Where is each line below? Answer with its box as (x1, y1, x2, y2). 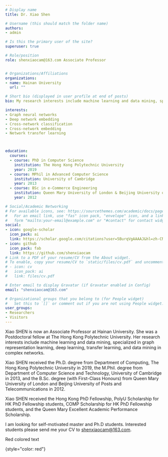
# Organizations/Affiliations (5, 71, 68, 76)
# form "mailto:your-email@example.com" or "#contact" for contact (5, 218, 153, 223)
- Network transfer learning (5, 131, 66, 136)
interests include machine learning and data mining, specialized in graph (5, 339, 154, 345)
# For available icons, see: (5, 208, 66, 214)
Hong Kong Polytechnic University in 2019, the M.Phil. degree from (5, 365, 143, 371)
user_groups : (5, 306, 32, 311)
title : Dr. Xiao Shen (5, 12, 50, 17)
